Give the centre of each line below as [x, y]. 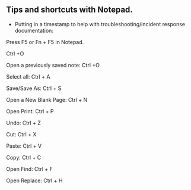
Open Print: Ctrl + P [30, 111]
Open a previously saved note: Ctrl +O [53, 65]
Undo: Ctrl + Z [24, 123]
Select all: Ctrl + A [28, 76]
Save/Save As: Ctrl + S [34, 88]
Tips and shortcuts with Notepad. [70, 10]
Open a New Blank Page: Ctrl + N [47, 99]
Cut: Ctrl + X [21, 134]
